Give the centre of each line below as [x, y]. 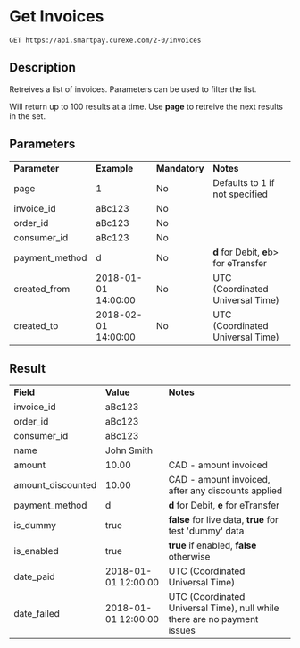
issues [182, 630]
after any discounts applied [225, 491]
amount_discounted [55, 485]
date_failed [37, 614]
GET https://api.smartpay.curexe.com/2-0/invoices [105, 40]
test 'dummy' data [206, 531]
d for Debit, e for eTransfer [224, 505]
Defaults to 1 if [244, 182]
